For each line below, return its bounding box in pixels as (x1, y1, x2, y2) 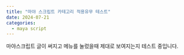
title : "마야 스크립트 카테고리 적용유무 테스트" (6, 8, 111, 15)
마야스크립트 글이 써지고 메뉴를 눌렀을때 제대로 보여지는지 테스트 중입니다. (6, 42, 179, 50)
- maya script (11, 25, 47, 32)
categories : (6, 20, 36, 26)
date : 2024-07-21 (6, 14, 50, 20)
